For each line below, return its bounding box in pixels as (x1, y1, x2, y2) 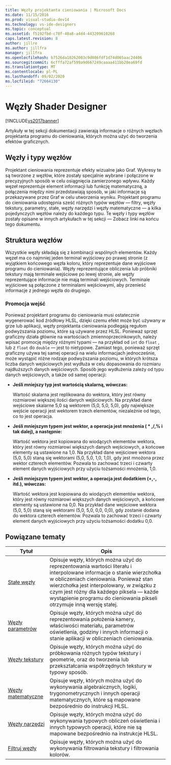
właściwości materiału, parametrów (49, 622, 134, 629)
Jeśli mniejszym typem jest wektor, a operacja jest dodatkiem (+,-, (12, 475, 157, 481)
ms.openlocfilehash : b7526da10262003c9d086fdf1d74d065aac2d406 (5, 55, 142, 60)
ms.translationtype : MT (5, 64, 56, 69)
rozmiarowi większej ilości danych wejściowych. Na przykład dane (12, 397, 152, 403)
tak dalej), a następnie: (12, 428, 63, 434)
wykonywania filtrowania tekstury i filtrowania (49, 745, 159, 752)
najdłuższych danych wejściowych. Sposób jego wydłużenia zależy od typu (5, 366, 164, 372)
